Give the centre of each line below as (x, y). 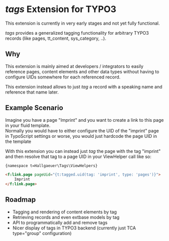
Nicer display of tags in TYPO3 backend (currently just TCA (74, 228)
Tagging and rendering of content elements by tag (65, 212)
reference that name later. (32, 92)
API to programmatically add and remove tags (60, 222)
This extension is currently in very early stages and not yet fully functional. (82, 23)
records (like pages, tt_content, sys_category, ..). (56, 38)
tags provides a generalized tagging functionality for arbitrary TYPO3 (77, 33)
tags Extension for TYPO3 (61, 9)
